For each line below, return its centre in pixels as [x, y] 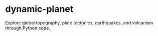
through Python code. [28, 28]
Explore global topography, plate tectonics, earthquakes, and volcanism [79, 23]
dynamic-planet [39, 9]
